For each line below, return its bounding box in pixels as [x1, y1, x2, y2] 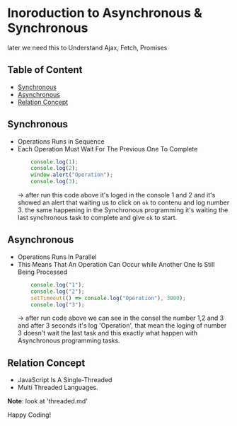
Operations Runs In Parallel [17, 253, 97, 261]
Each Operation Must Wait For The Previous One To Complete [17, 144, 198, 153]
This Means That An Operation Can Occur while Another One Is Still [17, 260, 215, 268]
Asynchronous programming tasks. [17, 336, 120, 345]
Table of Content [7, 64, 83, 76]
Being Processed [17, 267, 68, 276]
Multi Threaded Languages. [17, 384, 98, 392]
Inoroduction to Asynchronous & [7, 5, 203, 21]
